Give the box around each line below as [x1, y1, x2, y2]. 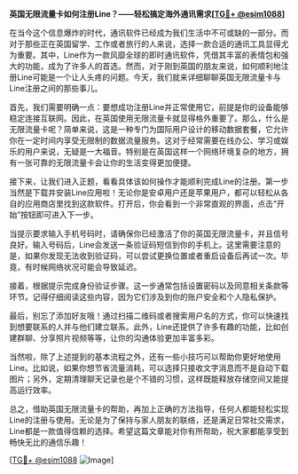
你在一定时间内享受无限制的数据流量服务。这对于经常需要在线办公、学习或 [9, 135, 281, 146]
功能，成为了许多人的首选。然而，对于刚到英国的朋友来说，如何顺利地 [24, 61, 281, 71]
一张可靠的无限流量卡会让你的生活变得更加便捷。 [16, 157, 196, 168]
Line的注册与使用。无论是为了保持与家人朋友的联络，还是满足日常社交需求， [9, 415, 289, 425]
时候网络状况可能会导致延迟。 [32, 262, 142, 272]
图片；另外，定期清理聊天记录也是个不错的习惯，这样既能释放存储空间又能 [9, 374, 281, 384]
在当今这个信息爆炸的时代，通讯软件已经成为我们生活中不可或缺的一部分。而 [9, 28, 289, 38]
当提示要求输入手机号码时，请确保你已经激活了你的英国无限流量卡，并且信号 [9, 228, 289, 239]
